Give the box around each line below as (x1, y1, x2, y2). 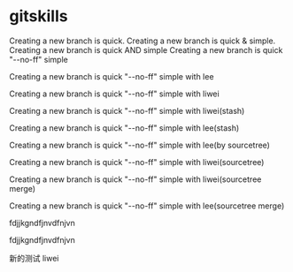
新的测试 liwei (9, 253, 59, 263)
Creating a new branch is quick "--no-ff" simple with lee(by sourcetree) (9, 140, 270, 150)
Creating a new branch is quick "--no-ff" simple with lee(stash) (9, 122, 240, 133)
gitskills (9, 6, 68, 26)
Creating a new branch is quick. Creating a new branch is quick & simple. (9, 35, 276, 46)
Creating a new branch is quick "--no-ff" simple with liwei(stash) (9, 105, 245, 116)
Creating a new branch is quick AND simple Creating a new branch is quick (9, 44, 283, 55)
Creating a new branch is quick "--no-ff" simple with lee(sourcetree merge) (9, 200, 285, 211)
